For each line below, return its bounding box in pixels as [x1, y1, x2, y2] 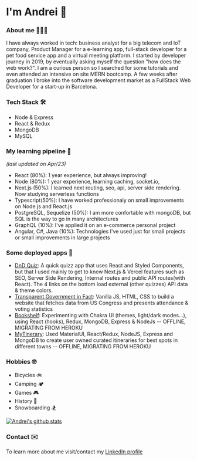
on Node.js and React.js [14, 203, 72, 210]
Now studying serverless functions [14, 191, 100, 198]
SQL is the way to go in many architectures [14, 215, 118, 222]
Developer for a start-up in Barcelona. [6, 83, 98, 90]
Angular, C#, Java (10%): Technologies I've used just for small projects [14, 228, 186, 235]
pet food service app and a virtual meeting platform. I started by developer [6, 52, 186, 59]
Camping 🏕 [14, 380, 44, 387]
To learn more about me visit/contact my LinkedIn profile [6, 448, 143, 455]
